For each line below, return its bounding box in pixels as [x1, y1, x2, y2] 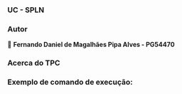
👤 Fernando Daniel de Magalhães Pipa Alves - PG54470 [7, 41, 176, 49]
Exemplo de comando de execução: [7, 77, 133, 87]
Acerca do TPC [7, 58, 60, 68]
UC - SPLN [7, 5, 45, 15]
